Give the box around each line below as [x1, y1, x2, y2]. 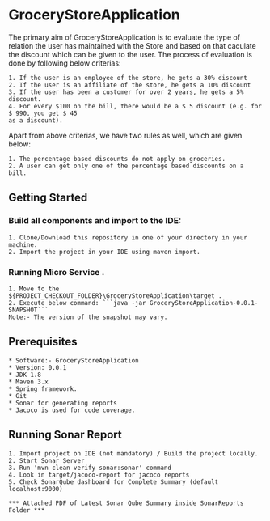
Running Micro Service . [8, 266, 105, 277]
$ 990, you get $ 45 [8, 109, 78, 117]
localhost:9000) [8, 485, 63, 493]
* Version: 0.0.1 [8, 363, 67, 371]
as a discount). [8, 116, 63, 125]
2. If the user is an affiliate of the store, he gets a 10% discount [8, 81, 251, 89]
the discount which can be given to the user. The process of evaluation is [8, 49, 253, 59]
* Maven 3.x [8, 378, 49, 386]
